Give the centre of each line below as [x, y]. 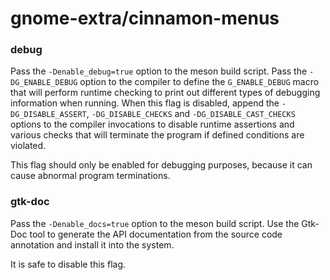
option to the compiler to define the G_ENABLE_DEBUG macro [199, 82]
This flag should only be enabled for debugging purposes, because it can [161, 165]
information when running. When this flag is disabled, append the [145, 103]
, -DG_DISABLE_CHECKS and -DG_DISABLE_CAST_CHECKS [191, 114]
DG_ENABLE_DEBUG [44, 83]
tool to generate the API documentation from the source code [156, 234]
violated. [28, 146]
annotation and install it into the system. [92, 244]
